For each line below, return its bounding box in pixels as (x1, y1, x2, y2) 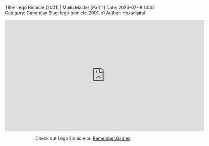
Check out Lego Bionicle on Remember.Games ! (35, 135, 132, 141)
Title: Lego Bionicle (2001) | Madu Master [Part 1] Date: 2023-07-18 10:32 (5, 5, 155, 10)
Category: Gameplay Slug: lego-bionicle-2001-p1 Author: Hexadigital (5, 10, 145, 16)
